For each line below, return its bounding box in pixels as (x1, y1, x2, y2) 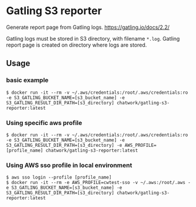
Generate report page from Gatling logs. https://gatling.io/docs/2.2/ (6, 24, 170, 31)
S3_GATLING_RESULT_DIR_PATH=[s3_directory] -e (6, 142, 122, 148)
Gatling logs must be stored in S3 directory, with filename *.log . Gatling (6, 35, 180, 42)
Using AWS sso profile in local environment (6, 161, 132, 169)
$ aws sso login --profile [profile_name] (6, 175, 112, 180)
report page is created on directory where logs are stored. (6, 41, 147, 48)
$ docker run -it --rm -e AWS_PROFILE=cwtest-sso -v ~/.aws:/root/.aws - (6, 180, 191, 186)
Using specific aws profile (6, 119, 82, 127)
